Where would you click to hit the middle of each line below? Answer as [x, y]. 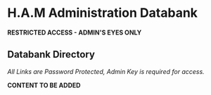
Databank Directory [51, 55]
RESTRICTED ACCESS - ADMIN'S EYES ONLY [75, 32]
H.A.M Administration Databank [103, 13]
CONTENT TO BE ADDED [44, 85]
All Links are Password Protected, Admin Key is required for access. [106, 71]
